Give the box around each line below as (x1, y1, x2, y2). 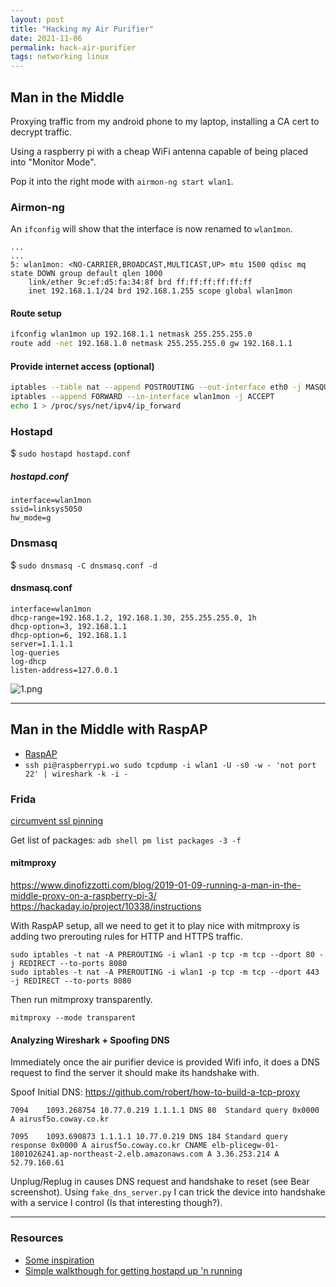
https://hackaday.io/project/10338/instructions (10, 901, 202, 913)
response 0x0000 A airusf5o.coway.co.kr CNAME (10, 1141, 208, 1151)
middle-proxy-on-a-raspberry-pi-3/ (10, 890, 157, 902)
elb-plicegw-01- (211, 1141, 280, 1151)
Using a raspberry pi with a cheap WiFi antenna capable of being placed (10, 145, 309, 157)
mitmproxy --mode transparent (10, 1013, 137, 1023)
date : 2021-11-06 (10, 33, 83, 43)
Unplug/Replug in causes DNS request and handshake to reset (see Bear (10, 1176, 310, 1188)
